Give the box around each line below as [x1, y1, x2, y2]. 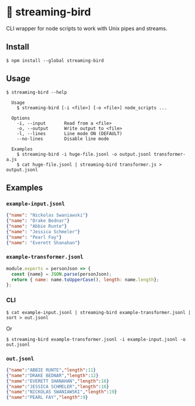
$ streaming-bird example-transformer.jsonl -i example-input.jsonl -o [6, 336, 186, 342]
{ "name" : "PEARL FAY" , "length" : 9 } [6, 395, 88, 401]
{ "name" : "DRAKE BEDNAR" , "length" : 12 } [6, 372, 99, 378]
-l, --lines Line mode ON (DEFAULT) [16, 130, 123, 136]
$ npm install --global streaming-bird [6, 57, 104, 64]
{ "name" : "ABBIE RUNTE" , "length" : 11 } [6, 367, 96, 373]
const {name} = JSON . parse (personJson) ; [11, 271, 112, 277]
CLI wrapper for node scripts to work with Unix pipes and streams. [6, 25, 168, 32]
